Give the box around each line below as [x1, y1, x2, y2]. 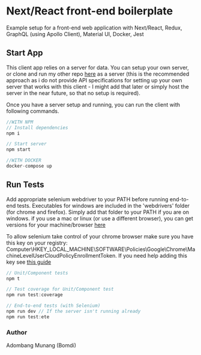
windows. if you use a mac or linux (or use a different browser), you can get [6, 214, 193, 222]
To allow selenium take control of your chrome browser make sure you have [6, 232, 194, 240]
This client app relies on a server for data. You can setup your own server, [6, 64, 189, 71]
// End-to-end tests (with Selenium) [6, 303, 101, 309]
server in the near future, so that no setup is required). [6, 89, 141, 97]
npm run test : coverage [6, 292, 63, 298]
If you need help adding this [118, 252, 188, 259]
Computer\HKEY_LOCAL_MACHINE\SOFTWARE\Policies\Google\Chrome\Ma [6, 245, 196, 253]
